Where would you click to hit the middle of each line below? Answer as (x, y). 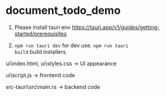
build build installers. (41, 51)
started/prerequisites (40, 33)
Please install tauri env (42, 27)
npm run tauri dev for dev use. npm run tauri (71, 45)
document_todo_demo (63, 11)
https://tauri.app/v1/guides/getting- (116, 27)
